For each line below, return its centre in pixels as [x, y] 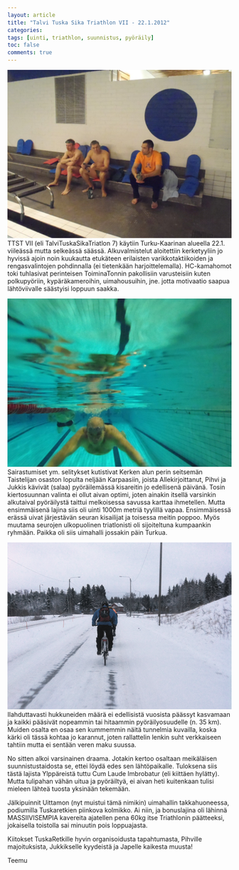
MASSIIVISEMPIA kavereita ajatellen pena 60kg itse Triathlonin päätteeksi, [116, 818]
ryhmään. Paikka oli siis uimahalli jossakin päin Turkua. [87, 533]
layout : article [31, 15]
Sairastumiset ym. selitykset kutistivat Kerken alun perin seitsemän [105, 472]
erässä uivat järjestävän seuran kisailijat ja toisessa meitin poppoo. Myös [114, 517]
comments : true [30, 53]
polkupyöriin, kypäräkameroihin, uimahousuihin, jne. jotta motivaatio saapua [118, 281]
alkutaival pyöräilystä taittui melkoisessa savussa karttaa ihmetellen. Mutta [116, 502]
